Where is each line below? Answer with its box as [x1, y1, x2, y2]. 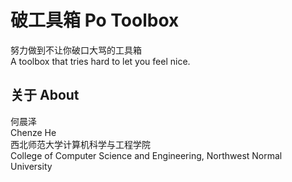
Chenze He [10, 126, 57, 138]
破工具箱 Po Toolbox [10, 9, 180, 32]
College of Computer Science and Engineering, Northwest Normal [10, 149, 283, 161]
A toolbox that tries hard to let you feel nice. [10, 55, 191, 67]
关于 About [10, 87, 80, 104]
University [10, 160, 53, 172]
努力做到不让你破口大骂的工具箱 [10, 44, 142, 56]
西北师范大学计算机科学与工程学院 [10, 138, 151, 150]
